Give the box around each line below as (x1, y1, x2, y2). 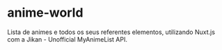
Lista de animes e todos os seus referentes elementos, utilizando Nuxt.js (7, 28, 216, 36)
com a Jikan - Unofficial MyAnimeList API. (7, 35, 127, 43)
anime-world (7, 5, 84, 21)
